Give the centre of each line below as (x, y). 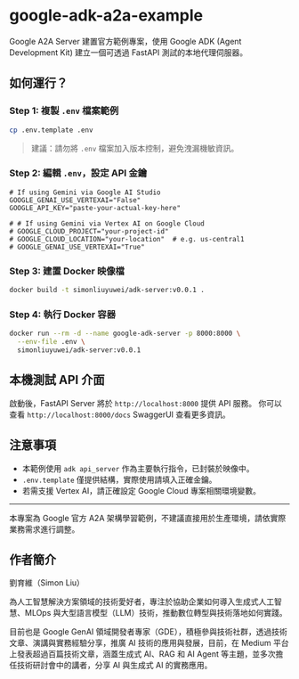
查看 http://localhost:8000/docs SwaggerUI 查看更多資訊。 (120, 414)
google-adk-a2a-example (106, 16)
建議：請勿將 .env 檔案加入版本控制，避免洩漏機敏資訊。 (135, 148)
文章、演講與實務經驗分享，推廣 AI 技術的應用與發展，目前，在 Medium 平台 (149, 643)
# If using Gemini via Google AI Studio (85, 192)
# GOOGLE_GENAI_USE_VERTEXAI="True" (77, 247)
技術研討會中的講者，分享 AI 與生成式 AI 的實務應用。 (114, 666)
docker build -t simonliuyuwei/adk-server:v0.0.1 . (107, 290)
